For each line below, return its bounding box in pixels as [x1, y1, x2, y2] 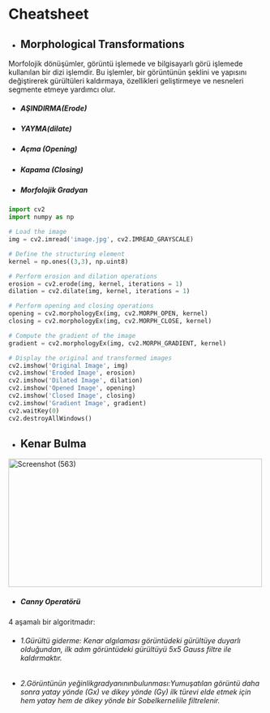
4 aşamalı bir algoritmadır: [8, 617, 96, 627]
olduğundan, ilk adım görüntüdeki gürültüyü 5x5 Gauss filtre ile [19, 644, 232, 654]
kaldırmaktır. [19, 653, 62, 663]
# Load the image [8, 228, 67, 236]
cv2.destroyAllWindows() [8, 414, 92, 422]
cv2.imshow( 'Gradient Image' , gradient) [8, 399, 148, 407]
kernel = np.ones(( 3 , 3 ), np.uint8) [8, 257, 129, 266]
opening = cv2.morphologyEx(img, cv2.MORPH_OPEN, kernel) [8, 309, 208, 318]
